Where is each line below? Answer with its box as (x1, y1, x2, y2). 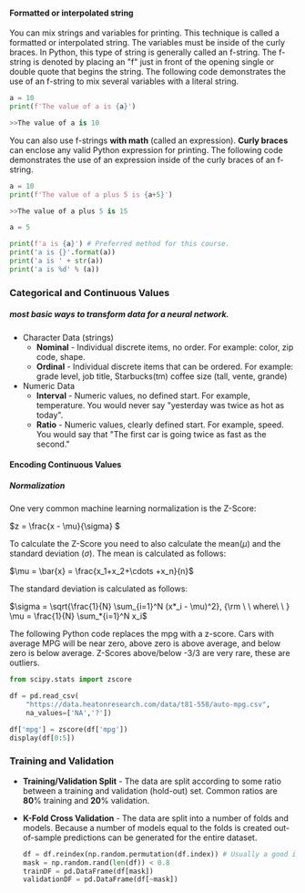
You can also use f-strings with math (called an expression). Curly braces (9, 135, 289, 146)
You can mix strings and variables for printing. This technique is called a (9, 27, 280, 38)
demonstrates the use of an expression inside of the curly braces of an (9, 154, 276, 165)
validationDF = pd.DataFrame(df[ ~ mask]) (22, 875, 178, 884)
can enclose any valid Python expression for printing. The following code (9, 144, 284, 155)
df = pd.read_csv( (9, 692, 79, 701)
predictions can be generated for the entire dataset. (63, 832, 258, 843)
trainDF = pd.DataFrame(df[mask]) (22, 867, 154, 876)
